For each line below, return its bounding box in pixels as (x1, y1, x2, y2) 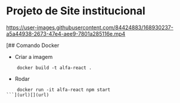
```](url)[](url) (6, 92, 49, 98)
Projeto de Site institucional (6, 4, 145, 18)
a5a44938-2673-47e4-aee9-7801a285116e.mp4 (6, 30, 126, 37)
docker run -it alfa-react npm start (17, 86, 111, 93)
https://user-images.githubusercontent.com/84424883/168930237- (6, 24, 174, 31)
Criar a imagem (14, 53, 53, 60)
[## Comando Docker (6, 42, 60, 49)
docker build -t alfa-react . (17, 64, 92, 71)
